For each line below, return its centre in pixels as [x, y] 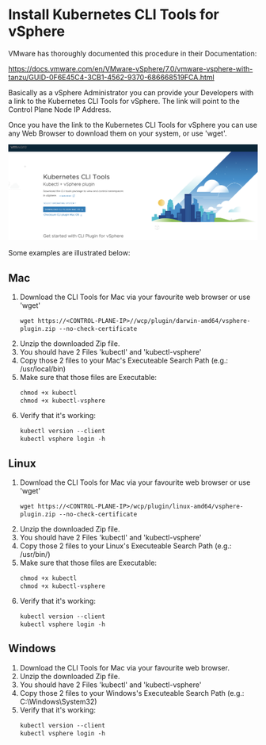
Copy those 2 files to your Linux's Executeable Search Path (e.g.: [125, 546]
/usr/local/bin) [42, 369]
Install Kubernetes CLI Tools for [114, 15]
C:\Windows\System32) [58, 701]
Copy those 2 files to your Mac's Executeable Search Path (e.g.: [123, 361]
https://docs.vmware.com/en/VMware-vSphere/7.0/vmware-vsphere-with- [131, 68]
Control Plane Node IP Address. [60, 109]
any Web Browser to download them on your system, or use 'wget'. [118, 133]
